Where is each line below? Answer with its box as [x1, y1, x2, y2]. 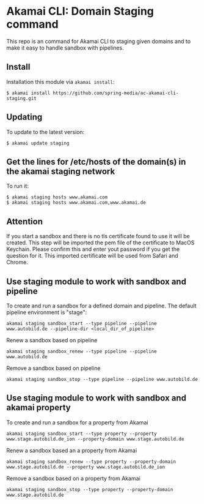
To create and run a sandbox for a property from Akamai [6, 418, 148, 426]
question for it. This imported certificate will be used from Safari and [6, 252, 178, 260]
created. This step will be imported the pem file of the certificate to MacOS [6, 239, 195, 246]
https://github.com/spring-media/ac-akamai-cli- [53, 90, 179, 96]
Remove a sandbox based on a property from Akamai [6, 475, 140, 482]
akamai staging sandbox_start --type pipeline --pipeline [6, 320, 157, 326]
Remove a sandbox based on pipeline [6, 364, 101, 372]
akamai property [6, 402, 71, 413]
